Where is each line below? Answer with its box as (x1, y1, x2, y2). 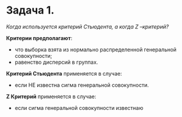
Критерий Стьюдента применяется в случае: (6, 70, 122, 77)
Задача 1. (6, 4, 55, 17)
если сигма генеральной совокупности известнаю (14, 104, 144, 111)
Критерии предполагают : (6, 34, 73, 41)
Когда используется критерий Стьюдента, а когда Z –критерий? (6, 23, 169, 30)
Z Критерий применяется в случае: (6, 93, 96, 100)
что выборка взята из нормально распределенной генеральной (14, 45, 177, 53)
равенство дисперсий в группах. (14, 58, 99, 66)
